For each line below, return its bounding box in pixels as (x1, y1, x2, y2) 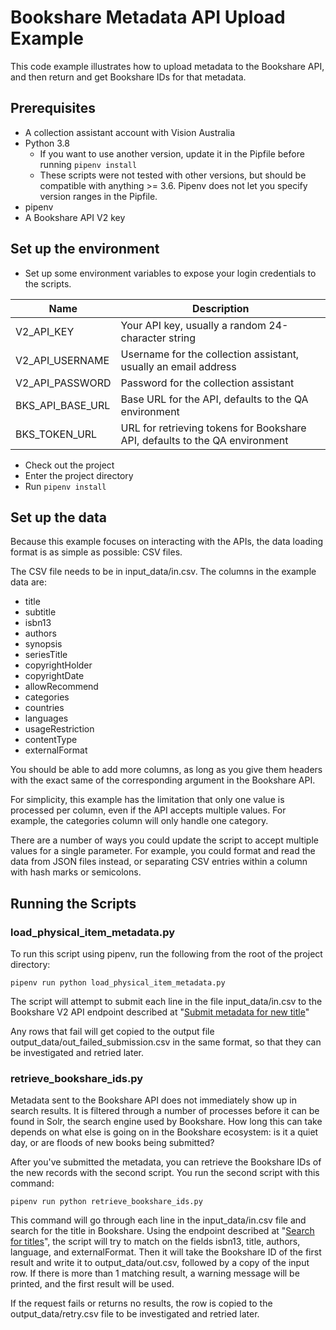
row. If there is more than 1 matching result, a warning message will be (10, 1267, 300, 1280)
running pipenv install (39, 158, 138, 170)
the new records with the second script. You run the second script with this (10, 1167, 320, 1179)
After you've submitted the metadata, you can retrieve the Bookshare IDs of (10, 1156, 322, 1168)
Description (192, 301, 250, 315)
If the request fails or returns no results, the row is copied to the (10, 1297, 273, 1310)
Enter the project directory (24, 469, 134, 481)
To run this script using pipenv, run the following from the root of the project (10, 948, 323, 960)
